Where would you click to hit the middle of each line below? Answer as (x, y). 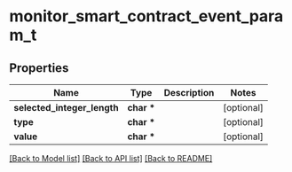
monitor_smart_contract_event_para (146, 16)
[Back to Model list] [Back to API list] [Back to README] (111, 158)
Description (189, 93)
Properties (39, 68)
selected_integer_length (66, 108)
